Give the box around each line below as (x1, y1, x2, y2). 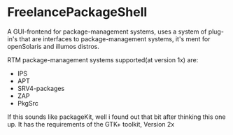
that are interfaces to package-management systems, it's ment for (19, 34, 211, 43)
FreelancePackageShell (7, 4, 148, 20)
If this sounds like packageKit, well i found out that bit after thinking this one (7, 113, 226, 121)
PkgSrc (17, 99, 38, 107)
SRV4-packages (17, 84, 65, 92)
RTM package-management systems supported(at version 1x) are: (7, 55, 199, 64)
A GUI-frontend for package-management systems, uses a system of (7, 27, 207, 36)
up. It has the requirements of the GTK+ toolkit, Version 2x (7, 120, 175, 128)
